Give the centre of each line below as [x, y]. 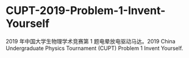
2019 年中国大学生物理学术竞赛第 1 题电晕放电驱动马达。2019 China [91, 41]
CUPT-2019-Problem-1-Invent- [86, 11]
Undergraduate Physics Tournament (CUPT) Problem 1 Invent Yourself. [94, 48]
